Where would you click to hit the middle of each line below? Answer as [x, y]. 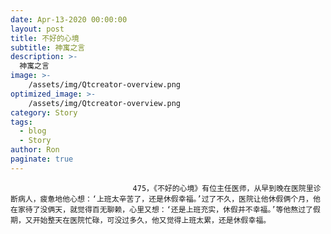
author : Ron [35, 150]
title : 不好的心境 [45, 38]
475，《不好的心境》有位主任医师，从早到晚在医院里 [223, 188]
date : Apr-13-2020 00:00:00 [69, 19]
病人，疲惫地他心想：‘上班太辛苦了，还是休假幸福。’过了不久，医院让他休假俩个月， [165, 199]
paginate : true [42, 159]
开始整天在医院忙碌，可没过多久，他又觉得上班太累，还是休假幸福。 [152, 220]
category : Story [44, 112]
